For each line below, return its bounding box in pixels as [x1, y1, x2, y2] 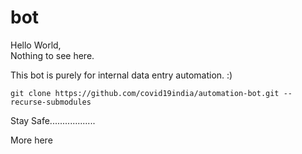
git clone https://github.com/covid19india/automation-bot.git [10, 88, 280, 98]
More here [10, 134, 53, 146]
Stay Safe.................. [10, 114, 96, 126]
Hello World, [10, 39, 62, 51]
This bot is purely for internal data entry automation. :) [10, 69, 233, 81]
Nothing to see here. [10, 49, 95, 61]
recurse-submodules [10, 97, 92, 107]
